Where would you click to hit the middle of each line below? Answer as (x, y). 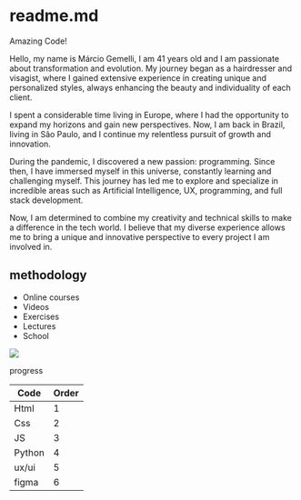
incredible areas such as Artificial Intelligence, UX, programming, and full (146, 190)
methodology (48, 275)
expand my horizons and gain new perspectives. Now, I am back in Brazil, (147, 125)
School (36, 335)
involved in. (31, 246)
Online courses (51, 297)
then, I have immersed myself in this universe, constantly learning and (140, 171)
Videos (36, 306)
